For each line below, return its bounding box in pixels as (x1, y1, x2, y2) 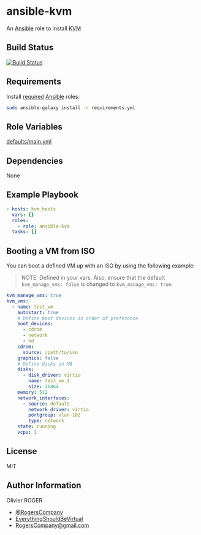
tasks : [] (12, 229, 37, 235)
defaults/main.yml (6, 138, 52, 145)
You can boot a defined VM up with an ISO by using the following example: (6, 262, 195, 269)
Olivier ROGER (6, 496, 43, 504)
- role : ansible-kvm (17, 223, 70, 229)
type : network (28, 418, 64, 424)
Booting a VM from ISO (6, 245, 95, 256)
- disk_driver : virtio (22, 372, 81, 379)
